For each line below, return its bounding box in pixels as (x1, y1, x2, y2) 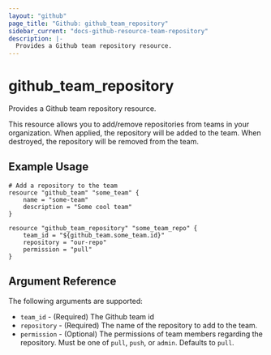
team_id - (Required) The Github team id (19, 311, 155, 321)
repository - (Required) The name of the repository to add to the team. (19, 320, 258, 330)
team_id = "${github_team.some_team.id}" (23, 231, 165, 239)
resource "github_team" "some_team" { (8, 188, 140, 197)
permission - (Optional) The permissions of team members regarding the (19, 329, 264, 339)
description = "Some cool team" (23, 203, 132, 211)
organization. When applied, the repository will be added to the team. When (8, 128, 261, 138)
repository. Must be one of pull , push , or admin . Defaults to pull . (19, 337, 234, 347)
